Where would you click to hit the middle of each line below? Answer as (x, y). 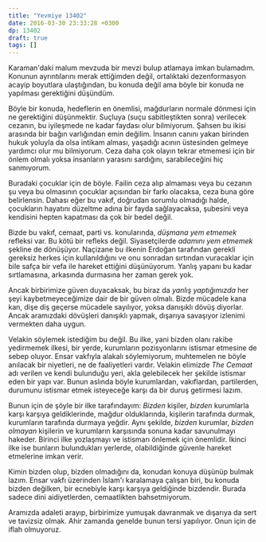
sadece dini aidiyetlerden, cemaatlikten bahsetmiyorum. (100, 497)
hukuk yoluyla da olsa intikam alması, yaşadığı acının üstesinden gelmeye (129, 142)
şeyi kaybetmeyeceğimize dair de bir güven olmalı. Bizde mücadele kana (127, 298)
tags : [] (23, 45)
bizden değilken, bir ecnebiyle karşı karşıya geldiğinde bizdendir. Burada (127, 489)
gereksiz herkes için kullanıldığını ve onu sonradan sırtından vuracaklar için (131, 258)
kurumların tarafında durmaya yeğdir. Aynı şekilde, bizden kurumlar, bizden (131, 423)
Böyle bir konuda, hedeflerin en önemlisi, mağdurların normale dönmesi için (132, 109)
